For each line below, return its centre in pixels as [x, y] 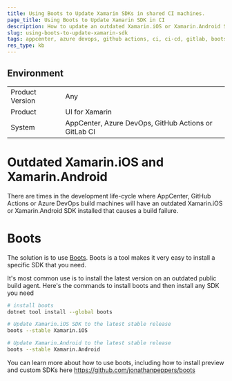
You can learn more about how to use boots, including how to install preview [116, 362]
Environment [36, 73]
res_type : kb [26, 45]
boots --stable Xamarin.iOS [48, 331]
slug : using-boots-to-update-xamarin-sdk [68, 33]
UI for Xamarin [88, 112]
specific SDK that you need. [47, 265]
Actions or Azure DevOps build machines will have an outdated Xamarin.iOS [115, 203]
